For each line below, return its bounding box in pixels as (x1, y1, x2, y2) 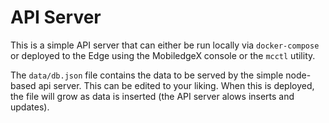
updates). (10, 101, 50, 113)
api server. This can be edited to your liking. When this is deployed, (38, 79, 315, 91)
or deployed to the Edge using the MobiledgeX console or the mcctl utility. (10, 49, 316, 61)
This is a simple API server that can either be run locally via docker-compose (10, 39, 320, 51)
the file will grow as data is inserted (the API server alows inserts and (10, 90, 295, 102)
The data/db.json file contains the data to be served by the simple (10, 69, 284, 81)
